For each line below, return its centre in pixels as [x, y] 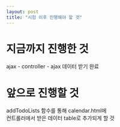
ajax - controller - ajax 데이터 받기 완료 [53, 66]
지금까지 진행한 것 [47, 49]
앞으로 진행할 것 [43, 93]
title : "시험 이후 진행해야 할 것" [44, 17]
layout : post [22, 12]
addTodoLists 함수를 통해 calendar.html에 [56, 111]
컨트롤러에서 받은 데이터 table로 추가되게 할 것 [61, 118]
